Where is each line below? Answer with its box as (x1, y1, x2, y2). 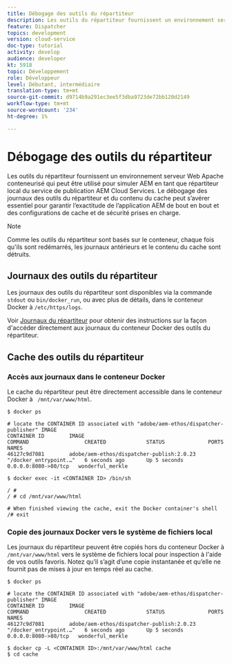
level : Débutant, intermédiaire (7, 81, 100, 88)
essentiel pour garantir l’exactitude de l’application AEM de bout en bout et (7, 201, 220, 210)
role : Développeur (7, 74, 60, 82)
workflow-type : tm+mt (7, 100, 70, 107)
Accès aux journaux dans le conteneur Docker (7, 371, 166, 381)
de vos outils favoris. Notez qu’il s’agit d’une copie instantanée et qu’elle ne (7, 557, 221, 566)
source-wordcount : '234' (7, 107, 79, 113)
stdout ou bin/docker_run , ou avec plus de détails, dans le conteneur (7, 295, 204, 304)
